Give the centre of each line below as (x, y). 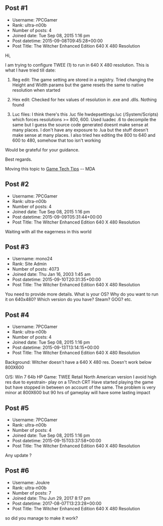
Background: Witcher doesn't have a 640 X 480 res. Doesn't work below (78, 362)
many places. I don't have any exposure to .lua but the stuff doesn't (80, 130)
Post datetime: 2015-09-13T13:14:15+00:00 (56, 348)
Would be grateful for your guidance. (42, 150)
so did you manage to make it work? (42, 518)
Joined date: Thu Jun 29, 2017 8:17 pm (51, 498)
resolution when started (36, 90)
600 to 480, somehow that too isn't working (57, 140)
